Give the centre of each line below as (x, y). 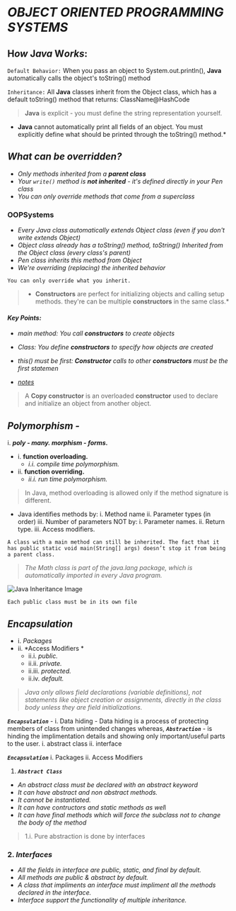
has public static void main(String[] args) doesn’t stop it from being (117, 549)
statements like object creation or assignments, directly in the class (123, 700)
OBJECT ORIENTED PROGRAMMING (116, 12)
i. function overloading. (53, 457)
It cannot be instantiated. (54, 800)
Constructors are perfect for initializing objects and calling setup (130, 294)
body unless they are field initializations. (83, 707)
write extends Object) (49, 237)
